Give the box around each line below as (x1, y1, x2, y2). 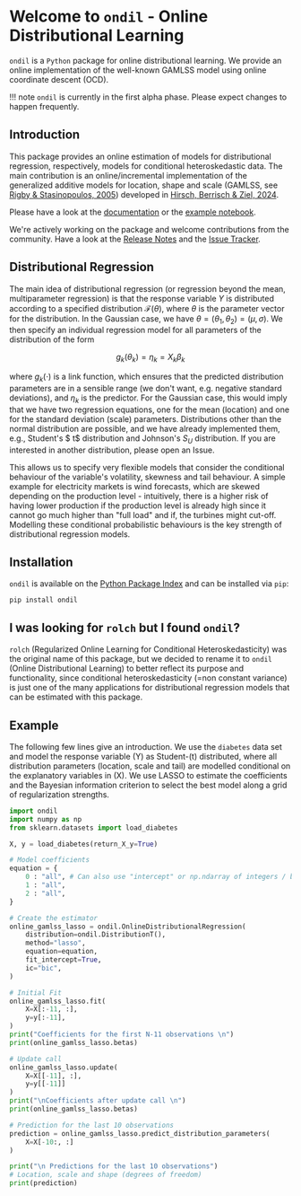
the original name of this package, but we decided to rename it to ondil (9, 654, 272, 664)
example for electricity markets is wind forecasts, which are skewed (9, 480, 260, 491)
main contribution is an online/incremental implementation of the (9, 170, 248, 180)
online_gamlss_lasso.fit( (9, 997, 106, 1006)
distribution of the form (9, 334, 95, 345)
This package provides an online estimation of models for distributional (9, 151, 271, 162)
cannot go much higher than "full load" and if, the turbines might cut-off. (9, 509, 277, 520)
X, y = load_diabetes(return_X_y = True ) (9, 840, 159, 849)
